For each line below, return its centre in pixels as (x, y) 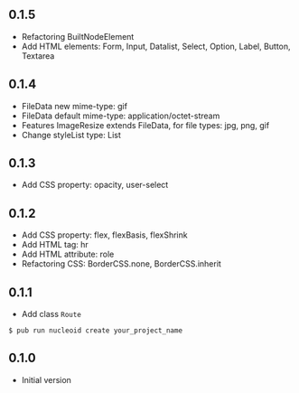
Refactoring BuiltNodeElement (78, 36)
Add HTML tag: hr (55, 245)
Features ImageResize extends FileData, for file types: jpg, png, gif (145, 125)
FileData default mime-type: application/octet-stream (121, 116)
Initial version (46, 379)
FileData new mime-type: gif (75, 106)
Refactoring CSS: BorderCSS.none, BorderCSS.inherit (121, 264)
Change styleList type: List (71, 135)
